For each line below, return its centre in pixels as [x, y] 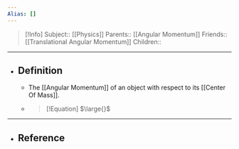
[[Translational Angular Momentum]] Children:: [93, 42]
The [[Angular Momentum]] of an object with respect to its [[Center [127, 88]
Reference [41, 138]
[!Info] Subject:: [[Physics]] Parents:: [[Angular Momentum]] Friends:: [126, 34]
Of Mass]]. [44, 95]
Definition [40, 71]
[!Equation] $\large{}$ [78, 109]
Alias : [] [22, 14]
